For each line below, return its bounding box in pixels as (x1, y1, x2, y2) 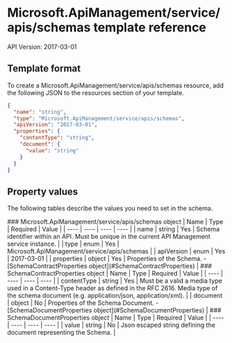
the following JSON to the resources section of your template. (7, 88, 184, 97)
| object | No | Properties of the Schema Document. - (7, 299, 159, 307)
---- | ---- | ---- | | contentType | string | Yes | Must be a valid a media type (7, 276, 222, 285)
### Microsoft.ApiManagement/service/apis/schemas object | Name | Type (7, 217, 224, 226)
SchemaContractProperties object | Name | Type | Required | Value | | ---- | (7, 269, 224, 278)
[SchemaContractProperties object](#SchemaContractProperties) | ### (7, 262, 213, 270)
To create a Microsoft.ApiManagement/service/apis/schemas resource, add (7, 81, 224, 90)
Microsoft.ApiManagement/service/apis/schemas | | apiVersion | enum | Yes (7, 247, 226, 256)
